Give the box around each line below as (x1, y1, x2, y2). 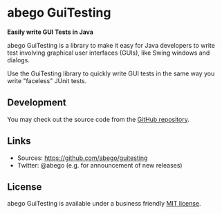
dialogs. (7, 55, 30, 64)
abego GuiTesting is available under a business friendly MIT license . (7, 199, 202, 208)
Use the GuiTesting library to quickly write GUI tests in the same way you (7, 69, 215, 78)
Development (7, 97, 67, 109)
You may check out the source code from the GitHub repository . (7, 115, 190, 123)
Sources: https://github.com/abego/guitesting (17, 154, 148, 162)
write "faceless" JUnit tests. (7, 76, 87, 84)
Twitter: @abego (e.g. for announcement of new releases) (17, 161, 183, 169)
